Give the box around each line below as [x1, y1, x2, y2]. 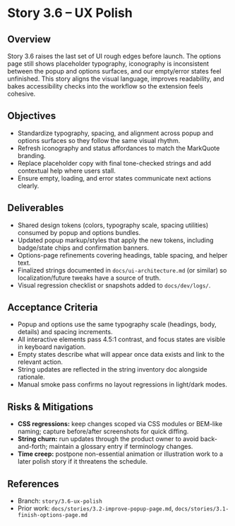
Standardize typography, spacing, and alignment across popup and [17, 129, 214, 137]
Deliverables [7, 202, 64, 214]
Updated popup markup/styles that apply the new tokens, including [17, 236, 214, 244]
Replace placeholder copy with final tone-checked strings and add [17, 159, 212, 167]
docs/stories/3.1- [174, 505, 229, 513]
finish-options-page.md [17, 512, 88, 519]
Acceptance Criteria [7, 302, 98, 314]
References [7, 478, 59, 490]
